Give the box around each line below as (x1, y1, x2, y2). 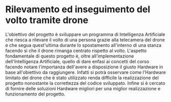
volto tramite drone (5, 14, 89, 26)
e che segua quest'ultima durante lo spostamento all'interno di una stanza (5, 42, 162, 48)
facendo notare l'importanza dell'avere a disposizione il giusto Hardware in (5, 64, 163, 70)
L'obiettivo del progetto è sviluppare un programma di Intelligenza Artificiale (5, 31, 165, 37)
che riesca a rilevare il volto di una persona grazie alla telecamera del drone (5, 37, 165, 43)
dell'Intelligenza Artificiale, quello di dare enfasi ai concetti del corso (5, 58, 149, 64)
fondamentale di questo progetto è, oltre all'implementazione (5, 53, 134, 59)
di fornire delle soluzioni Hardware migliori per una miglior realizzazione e (5, 85, 161, 91)
